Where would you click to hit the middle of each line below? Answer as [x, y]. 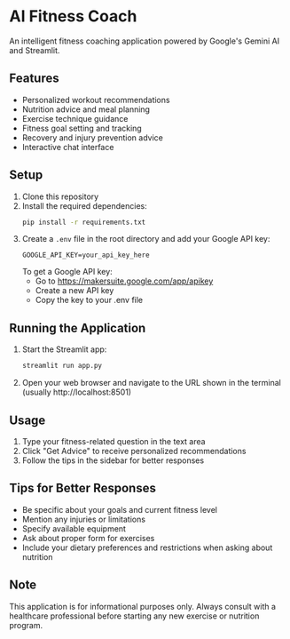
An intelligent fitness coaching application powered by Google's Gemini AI [145, 41]
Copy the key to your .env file [89, 300]
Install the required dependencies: [85, 205]
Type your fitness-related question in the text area [114, 441]
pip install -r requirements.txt [84, 222]
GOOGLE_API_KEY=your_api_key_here [86, 255]
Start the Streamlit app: [64, 349]
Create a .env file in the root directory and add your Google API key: [146, 239]
